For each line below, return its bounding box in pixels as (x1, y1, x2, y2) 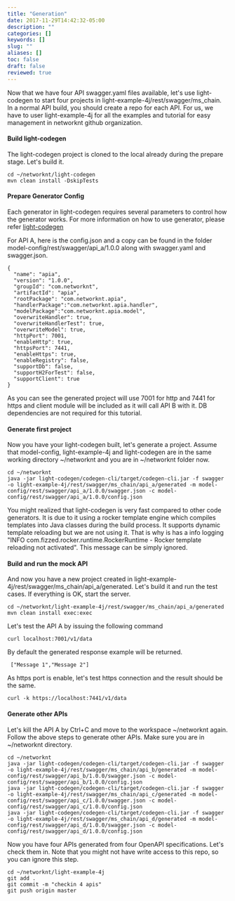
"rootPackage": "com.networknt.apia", (13, 295, 128, 302)
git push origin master (7, 887, 77, 894)
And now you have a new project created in (7, 575, 133, 583)
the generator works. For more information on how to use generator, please (7, 215, 225, 223)
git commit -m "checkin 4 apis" (7, 881, 102, 888)
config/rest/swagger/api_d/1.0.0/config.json (7, 827, 142, 835)
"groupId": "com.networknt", (13, 283, 99, 290)
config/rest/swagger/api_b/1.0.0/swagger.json (7, 772, 146, 779)
